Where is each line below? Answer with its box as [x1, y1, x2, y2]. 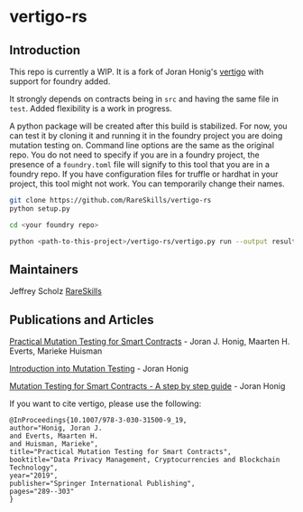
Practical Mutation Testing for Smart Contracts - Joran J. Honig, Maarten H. [9, 337, 290, 347]
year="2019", [9, 471, 59, 480]
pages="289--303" [9, 487, 75, 497]
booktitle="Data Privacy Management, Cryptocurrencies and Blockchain [9, 455, 280, 465]
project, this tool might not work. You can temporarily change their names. [9, 178, 286, 189]
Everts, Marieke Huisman [9, 346, 103, 356]
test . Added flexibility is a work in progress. [9, 103, 173, 114]
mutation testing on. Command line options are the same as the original [9, 140, 275, 150]
